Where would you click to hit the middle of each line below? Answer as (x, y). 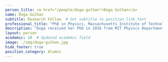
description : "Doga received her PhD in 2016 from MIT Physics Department (85, 28)
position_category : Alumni (33, 51)
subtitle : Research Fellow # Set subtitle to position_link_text (76, 19)
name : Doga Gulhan (24, 14)
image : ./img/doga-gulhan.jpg (37, 42)
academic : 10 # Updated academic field (48, 38)
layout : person (21, 33)
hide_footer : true (24, 47)
